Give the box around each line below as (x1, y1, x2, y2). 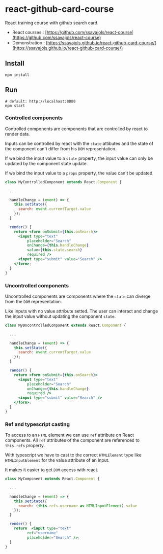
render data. (5, 131, 30, 137)
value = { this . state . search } (27, 247, 82, 252)
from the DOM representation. (5, 298, 62, 304)
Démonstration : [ (12, 39, 48, 45)
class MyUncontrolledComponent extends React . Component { (5, 323, 126, 328)
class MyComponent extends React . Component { (5, 477, 100, 482)
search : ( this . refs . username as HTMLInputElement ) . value (18, 503, 137, 508)
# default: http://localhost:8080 (5, 99, 76, 104)
